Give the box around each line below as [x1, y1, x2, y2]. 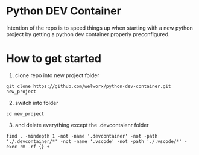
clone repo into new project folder [14, 71, 99, 79]
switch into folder [14, 99, 58, 106]
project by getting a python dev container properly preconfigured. [6, 30, 170, 37]
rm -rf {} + [19, 144, 50, 150]
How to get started [6, 52, 101, 66]
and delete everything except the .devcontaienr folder [14, 121, 149, 128]
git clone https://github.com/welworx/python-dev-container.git [6, 83, 171, 89]
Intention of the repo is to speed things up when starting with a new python [6, 24, 193, 31]
